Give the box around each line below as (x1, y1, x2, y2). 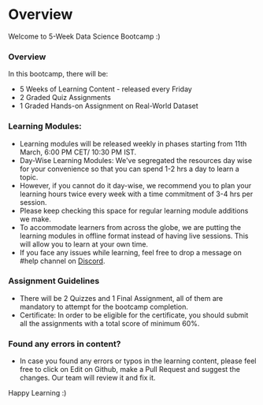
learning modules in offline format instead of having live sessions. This (19, 231, 249, 240)
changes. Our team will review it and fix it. (19, 373, 156, 383)
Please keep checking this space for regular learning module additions (19, 206, 249, 215)
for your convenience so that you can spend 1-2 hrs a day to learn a (19, 164, 240, 173)
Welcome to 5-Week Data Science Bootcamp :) (8, 32, 161, 41)
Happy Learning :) (8, 388, 67, 398)
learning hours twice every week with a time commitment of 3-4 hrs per (19, 189, 254, 199)
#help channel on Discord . (19, 256, 106, 266)
